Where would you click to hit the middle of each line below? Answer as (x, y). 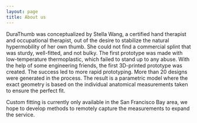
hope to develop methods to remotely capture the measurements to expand (98, 108)
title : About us (26, 17)
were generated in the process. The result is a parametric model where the (97, 78)
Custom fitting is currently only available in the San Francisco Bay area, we (97, 102)
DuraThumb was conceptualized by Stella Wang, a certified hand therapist (96, 34)
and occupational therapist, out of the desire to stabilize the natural (88, 40)
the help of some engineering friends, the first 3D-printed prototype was (94, 65)
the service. (21, 114)
